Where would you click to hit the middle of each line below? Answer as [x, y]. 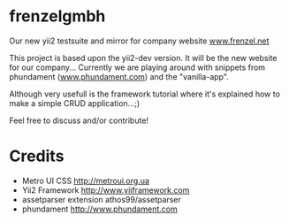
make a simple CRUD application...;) [75, 103]
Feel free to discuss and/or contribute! [79, 120]
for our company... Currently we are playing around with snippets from [137, 67]
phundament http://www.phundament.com [100, 209]
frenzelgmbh [57, 16]
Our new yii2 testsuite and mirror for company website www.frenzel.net [139, 41]
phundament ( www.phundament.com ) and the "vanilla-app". [119, 76]
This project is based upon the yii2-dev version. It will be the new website [143, 58]
